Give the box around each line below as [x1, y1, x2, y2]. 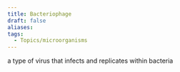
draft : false [7, 17, 46, 24]
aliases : [7, 24, 34, 31]
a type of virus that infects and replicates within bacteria [7, 56, 174, 65]
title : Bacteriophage [7, 10, 72, 18]
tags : [7, 30, 24, 38]
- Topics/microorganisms [14, 37, 88, 44]
